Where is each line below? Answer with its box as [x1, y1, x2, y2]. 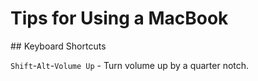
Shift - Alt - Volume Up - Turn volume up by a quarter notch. [10, 59, 250, 71]
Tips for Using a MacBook [10, 7, 229, 30]
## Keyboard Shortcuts [10, 40, 107, 52]
